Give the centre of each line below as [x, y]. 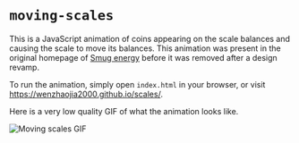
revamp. [25, 67]
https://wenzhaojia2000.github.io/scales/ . [86, 94]
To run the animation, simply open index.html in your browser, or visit [137, 84]
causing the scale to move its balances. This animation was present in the [145, 48]
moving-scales [62, 16]
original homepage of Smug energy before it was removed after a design [143, 57]
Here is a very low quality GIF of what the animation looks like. [124, 111]
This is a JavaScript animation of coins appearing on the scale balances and [150, 38]
